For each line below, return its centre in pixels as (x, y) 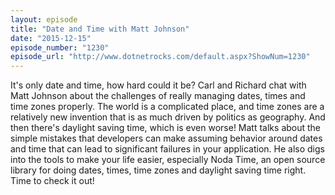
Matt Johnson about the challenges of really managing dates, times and (158, 96)
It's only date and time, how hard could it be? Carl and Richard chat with (158, 85)
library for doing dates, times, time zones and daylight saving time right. (158, 170)
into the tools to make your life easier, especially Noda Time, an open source (168, 160)
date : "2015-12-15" (51, 38)
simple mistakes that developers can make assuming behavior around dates (166, 138)
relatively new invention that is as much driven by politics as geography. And (168, 117)
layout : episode (44, 19)
